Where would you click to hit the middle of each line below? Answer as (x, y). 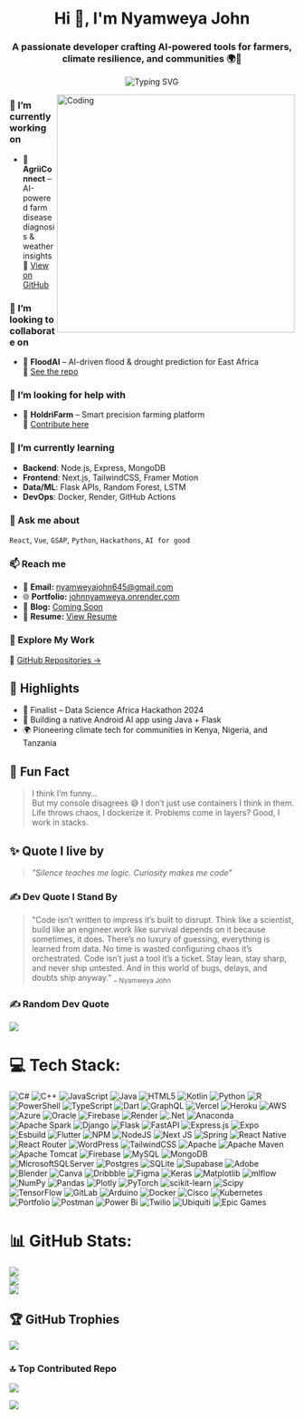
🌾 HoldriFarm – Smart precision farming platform (114, 415)
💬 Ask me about (44, 520)
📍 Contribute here (56, 425)
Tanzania (39, 743)
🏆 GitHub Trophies (65, 1319)
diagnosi (38, 227)
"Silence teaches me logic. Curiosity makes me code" (132, 873)
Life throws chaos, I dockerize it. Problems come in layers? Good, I (156, 813)
